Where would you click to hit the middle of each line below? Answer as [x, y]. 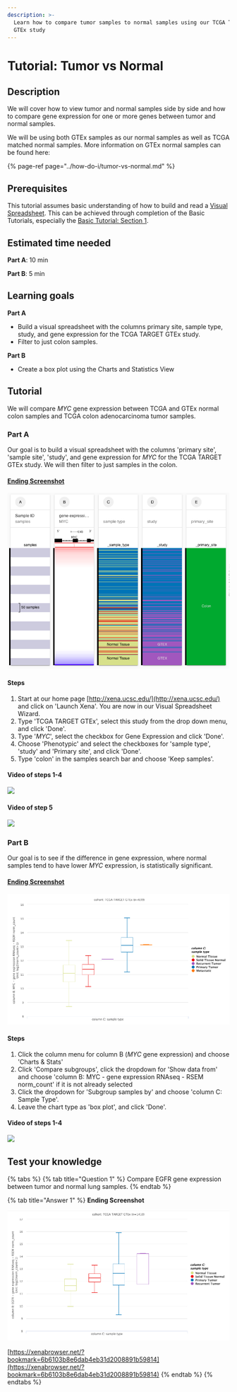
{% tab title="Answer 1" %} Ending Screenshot [76, 1200]
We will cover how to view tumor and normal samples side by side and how [116, 109]
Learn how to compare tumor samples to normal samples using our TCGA [120, 22]
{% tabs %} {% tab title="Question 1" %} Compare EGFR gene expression [115, 1179]
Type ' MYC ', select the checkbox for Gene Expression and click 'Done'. [121, 736]
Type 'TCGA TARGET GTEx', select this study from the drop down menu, [122, 721]
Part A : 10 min [28, 260]
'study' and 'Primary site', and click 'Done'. [80, 751]
